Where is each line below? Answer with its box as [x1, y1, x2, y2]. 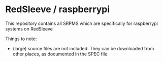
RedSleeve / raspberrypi [5, 4, 110, 15]
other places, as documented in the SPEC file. [12, 51, 109, 57]
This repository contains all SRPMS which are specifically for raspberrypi [5, 20, 158, 26]
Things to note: [5, 36, 37, 42]
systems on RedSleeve [5, 25, 53, 32]
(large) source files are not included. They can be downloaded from [12, 45, 154, 51]
